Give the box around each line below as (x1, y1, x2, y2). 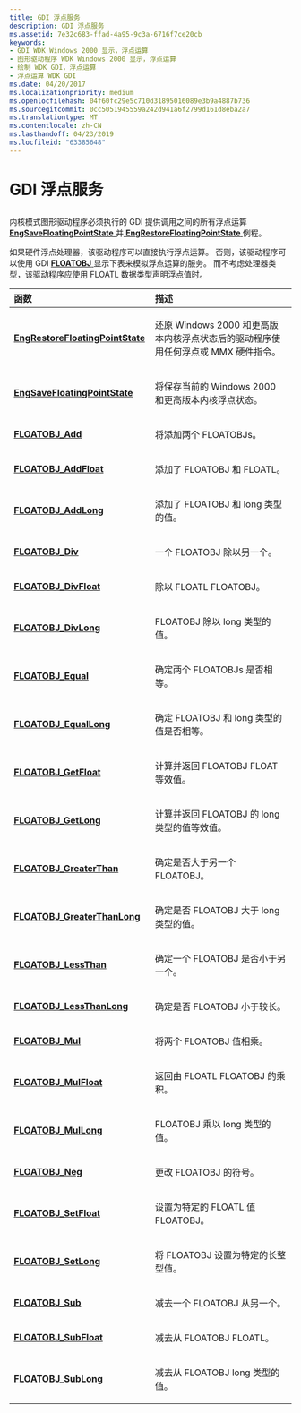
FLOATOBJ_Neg (13, 1166, 82, 1178)
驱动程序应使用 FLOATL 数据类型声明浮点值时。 (32, 270, 208, 280)
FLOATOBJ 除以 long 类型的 (155, 615, 271, 628)
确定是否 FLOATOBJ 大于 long (155, 904, 280, 917)
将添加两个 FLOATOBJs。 (155, 429, 262, 441)
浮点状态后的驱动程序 (182, 332, 272, 345)
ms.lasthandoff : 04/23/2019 (9, 130, 115, 139)
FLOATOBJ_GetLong (13, 814, 101, 826)
